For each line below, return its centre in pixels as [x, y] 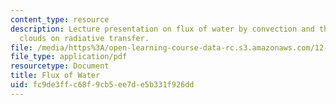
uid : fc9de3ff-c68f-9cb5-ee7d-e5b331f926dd [102, 85]
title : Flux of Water [55, 76]
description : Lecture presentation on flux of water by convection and [162, 29]
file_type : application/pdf [69, 57]
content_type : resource [60, 19]
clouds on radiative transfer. [84, 38]
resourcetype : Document [60, 66]
